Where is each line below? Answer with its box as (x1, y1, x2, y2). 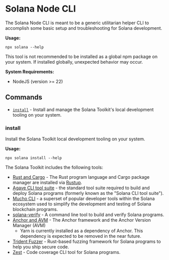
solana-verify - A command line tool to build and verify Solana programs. (12, 212, 164, 218)
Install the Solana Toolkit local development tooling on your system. (5, 136, 145, 142)
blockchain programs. (12, 206, 58, 213)
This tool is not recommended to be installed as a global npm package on (5, 54, 158, 60)
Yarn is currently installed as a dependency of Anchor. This (20, 228, 143, 234)
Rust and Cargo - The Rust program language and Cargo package (12, 174, 150, 180)
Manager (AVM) (12, 223, 46, 229)
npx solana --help (5, 44, 44, 49)
